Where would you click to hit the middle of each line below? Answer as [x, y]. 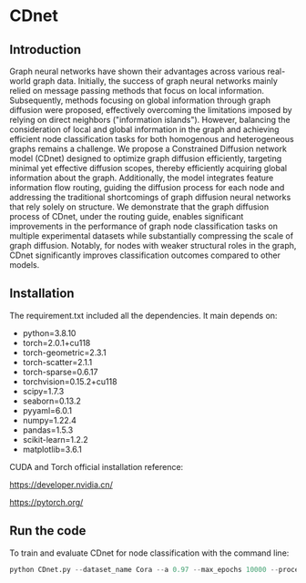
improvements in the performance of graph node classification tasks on [144, 226]
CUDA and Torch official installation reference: [97, 466]
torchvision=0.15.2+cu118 [70, 381]
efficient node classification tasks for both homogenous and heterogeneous [152, 139]
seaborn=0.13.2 [52, 401]
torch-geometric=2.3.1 [64, 353]
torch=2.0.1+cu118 [56, 343]
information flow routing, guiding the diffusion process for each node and [147, 187]
